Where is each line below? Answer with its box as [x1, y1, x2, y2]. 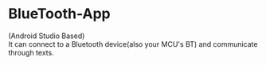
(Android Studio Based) [8, 31, 85, 40]
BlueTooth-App [8, 5, 111, 23]
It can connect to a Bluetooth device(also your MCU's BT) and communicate [8, 39, 258, 48]
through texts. [8, 48, 54, 57]
